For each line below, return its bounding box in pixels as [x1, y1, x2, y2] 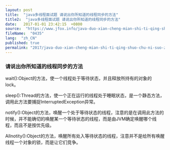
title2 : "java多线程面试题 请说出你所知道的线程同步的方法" [5, 17, 121, 22]
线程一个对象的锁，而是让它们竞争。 [5, 139, 81, 145]
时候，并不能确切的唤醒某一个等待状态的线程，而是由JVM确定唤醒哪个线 [5, 116, 157, 122]
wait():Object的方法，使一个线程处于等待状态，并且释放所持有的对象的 [5, 75, 152, 81]
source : [5, 26, 22, 31]
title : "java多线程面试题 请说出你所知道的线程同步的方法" [5, 12, 119, 17]
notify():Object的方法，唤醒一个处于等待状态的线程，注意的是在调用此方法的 [5, 109, 164, 116]
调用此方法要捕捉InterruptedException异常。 [5, 98, 98, 104]
